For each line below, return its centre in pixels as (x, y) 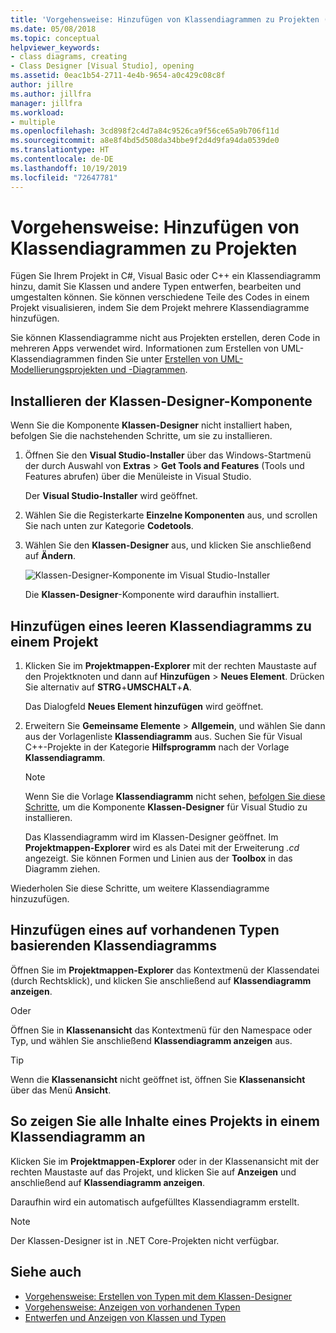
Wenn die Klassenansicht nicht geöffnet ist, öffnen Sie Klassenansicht (158, 1079)
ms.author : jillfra (51, 94)
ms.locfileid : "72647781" (64, 177)
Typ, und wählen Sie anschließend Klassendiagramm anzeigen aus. (151, 1040)
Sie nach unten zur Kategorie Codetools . (109, 526)
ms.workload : (37, 112)
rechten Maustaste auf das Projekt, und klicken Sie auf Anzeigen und (153, 1172)
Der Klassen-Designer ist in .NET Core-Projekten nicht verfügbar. (145, 1240)
